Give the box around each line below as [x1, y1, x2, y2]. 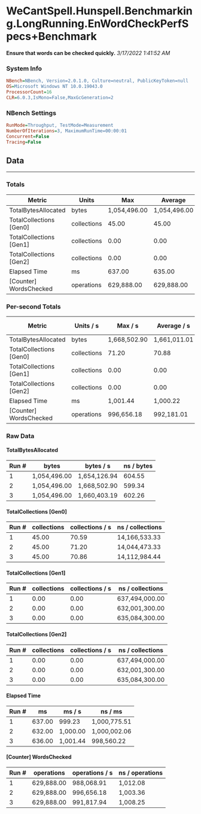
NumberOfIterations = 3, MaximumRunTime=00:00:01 [6, 127, 127, 134]
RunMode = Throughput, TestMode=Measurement [6, 123, 114, 129]
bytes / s [84, 462, 111, 470]
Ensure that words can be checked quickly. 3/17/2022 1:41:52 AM [6, 49, 170, 56]
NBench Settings [6, 109, 57, 117]
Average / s [156, 321, 190, 330]
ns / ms [100, 707, 123, 715]
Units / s [74, 321, 99, 330]
